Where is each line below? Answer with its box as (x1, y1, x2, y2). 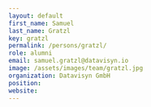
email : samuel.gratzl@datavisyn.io (8, 57, 129, 65)
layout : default (8, 11, 63, 20)
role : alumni (8, 49, 53, 57)
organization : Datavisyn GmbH (8, 72, 111, 80)
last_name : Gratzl (8, 27, 71, 35)
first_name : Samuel (8, 19, 75, 27)
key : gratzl (8, 34, 49, 43)
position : (8, 79, 42, 87)
